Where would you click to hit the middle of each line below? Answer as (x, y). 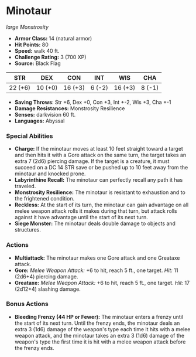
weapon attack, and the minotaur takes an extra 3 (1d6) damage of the (99, 335)
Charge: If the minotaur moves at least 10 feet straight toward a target (99, 149)
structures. (27, 230)
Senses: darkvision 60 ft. (45, 114)
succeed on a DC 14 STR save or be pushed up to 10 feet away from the (101, 168)
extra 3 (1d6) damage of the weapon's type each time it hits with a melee (102, 329)
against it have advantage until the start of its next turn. (81, 217)
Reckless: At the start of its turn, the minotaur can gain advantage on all (102, 205)
